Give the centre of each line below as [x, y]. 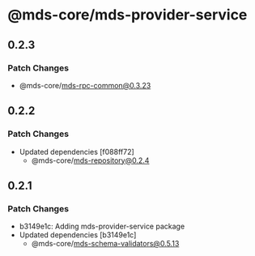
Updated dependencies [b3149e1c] [78, 235]
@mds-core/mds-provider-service [127, 15]
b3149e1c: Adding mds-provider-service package [102, 226]
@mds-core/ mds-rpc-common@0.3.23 [85, 85]
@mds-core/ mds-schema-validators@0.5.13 [105, 244]
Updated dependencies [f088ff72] [76, 151]
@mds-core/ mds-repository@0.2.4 [90, 160]
